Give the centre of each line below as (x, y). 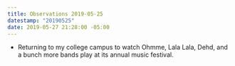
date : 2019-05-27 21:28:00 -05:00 (59, 27)
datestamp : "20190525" (41, 21)
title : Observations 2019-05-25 (55, 14)
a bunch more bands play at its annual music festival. (95, 55)
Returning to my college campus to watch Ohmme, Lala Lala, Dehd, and (122, 48)
